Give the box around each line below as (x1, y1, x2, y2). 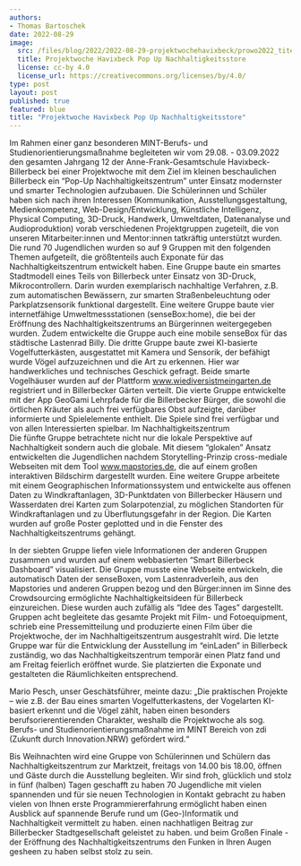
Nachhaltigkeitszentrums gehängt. (9, 527, 136, 538)
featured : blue (9, 105, 66, 114)
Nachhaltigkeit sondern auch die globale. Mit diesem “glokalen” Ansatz (9, 442, 271, 453)
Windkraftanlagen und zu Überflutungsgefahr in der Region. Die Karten (9, 509, 271, 519)
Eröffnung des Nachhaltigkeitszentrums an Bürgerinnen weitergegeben (9, 319, 272, 330)
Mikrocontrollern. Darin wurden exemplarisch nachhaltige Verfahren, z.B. (9, 280, 279, 291)
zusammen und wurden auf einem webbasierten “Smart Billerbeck (9, 554, 254, 565)
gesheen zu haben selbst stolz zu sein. (9, 846, 153, 857)
